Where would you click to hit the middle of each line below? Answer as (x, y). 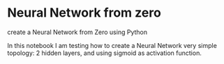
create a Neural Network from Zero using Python (77, 32)
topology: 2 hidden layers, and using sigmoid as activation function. (105, 53)
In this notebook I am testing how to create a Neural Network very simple (112, 45)
